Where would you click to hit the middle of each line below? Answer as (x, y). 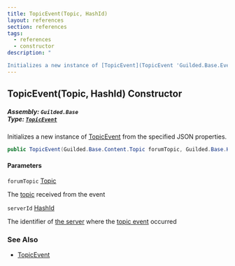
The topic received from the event (56, 195)
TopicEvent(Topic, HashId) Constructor (95, 94)
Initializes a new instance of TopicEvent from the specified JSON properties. (117, 136)
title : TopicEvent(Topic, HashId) (58, 14)
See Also (23, 240)
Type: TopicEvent (32, 119)
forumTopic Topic (32, 181)
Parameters (24, 165)
